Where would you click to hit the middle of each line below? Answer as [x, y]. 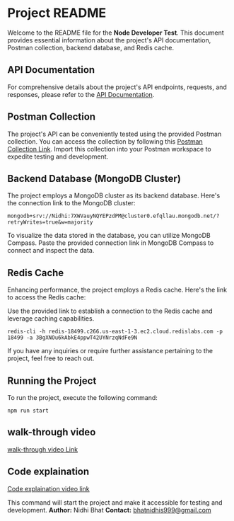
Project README [57, 13]
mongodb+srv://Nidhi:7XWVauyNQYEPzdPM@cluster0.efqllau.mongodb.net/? [113, 216]
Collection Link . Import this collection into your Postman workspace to [110, 149]
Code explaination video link [48, 488]
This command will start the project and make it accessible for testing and [115, 502]
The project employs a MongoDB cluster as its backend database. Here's [114, 195]
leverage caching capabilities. [51, 319]
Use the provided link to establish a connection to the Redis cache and [110, 311]
